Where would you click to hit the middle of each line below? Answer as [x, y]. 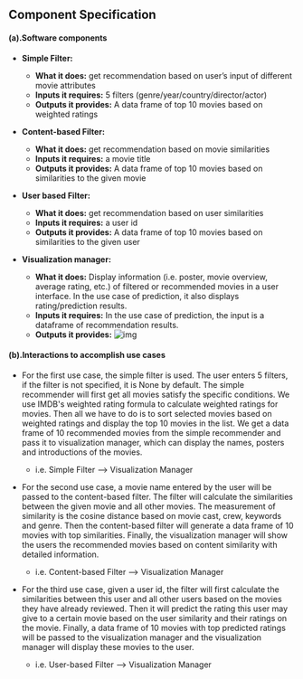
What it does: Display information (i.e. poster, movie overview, [151, 277]
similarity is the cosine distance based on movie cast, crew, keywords [151, 515]
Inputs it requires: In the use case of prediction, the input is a [149, 315]
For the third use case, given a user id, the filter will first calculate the [150, 589]
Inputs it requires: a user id [86, 222]
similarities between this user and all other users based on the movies [151, 599]
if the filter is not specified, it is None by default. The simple [133, 384]
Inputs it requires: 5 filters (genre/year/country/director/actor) [151, 95]
